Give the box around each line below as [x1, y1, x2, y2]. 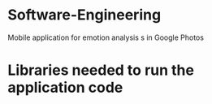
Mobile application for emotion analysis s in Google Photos [7, 32, 205, 42]
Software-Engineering [7, 6, 162, 24]
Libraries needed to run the [7, 61, 194, 80]
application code [7, 79, 123, 97]
